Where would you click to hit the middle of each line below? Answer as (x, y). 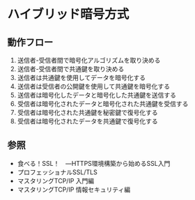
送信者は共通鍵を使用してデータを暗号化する (81, 78)
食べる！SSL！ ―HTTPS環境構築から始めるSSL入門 (94, 163)
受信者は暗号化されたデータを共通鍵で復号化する (87, 121)
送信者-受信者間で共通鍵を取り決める (71, 69)
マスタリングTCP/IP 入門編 (56, 180)
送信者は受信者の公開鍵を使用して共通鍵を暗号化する (94, 86)
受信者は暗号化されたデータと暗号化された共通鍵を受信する (103, 104)
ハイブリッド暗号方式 (68, 14)
